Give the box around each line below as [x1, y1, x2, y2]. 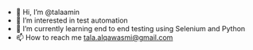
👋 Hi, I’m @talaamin [15, 8, 80, 16]
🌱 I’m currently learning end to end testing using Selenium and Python [15, 24, 246, 33]
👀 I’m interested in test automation [15, 16, 129, 25]
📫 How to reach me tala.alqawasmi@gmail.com [15, 33, 173, 42]
